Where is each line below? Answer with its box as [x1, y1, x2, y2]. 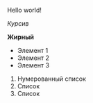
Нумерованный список [17, 74, 87, 83]
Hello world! [7, 6, 42, 14]
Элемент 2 [17, 54, 50, 62]
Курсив [7, 19, 29, 27]
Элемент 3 [17, 61, 50, 69]
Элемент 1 [17, 47, 49, 54]
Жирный [7, 33, 35, 41]
